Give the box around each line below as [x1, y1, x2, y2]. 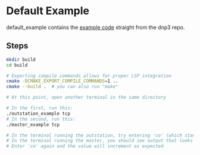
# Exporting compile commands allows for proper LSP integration [6, 73, 171, 79]
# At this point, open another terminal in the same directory [6, 95, 167, 101]
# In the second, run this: [6, 116, 76, 122]
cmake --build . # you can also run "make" [6, 84, 118, 90]
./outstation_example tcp [6, 111, 70, 117]
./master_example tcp [6, 121, 60, 128]
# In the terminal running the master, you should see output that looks [6, 138, 193, 144]
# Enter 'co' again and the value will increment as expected [6, 143, 164, 149]
